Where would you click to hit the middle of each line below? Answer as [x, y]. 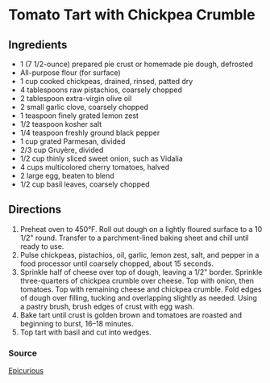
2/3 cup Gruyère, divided [62, 150]
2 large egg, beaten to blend [67, 176]
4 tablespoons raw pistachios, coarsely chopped [101, 90]
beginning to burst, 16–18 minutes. [77, 323]
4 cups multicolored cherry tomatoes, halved [95, 167]
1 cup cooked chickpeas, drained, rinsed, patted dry [106, 81]
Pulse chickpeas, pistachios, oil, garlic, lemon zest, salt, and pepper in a [139, 255]
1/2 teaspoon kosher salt [61, 124]
